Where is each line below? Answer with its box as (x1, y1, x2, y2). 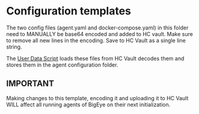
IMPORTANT (6, 79, 54, 89)
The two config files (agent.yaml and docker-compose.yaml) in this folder (6, 24, 189, 31)
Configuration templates (6, 4, 131, 18)
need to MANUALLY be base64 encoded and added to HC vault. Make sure (6, 30, 194, 37)
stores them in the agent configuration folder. (6, 61, 118, 68)
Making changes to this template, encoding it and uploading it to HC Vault (6, 94, 189, 101)
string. (6, 43, 22, 50)
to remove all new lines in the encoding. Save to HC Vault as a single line (6, 37, 186, 44)
